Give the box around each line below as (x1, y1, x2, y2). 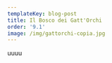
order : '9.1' (7, 23, 46, 30)
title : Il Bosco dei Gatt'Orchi (7, 17, 102, 24)
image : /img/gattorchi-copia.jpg (7, 29, 106, 37)
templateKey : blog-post (7, 10, 77, 17)
